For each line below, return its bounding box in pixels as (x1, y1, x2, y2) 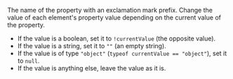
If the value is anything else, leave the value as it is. (17, 64, 166, 72)
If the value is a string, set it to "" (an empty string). (17, 42, 166, 50)
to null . (17, 57, 40, 65)
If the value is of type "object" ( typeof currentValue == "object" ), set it (17, 49, 227, 57)
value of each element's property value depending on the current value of (7, 13, 221, 22)
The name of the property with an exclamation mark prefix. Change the (7, 6, 213, 14)
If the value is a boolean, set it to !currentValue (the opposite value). (17, 34, 216, 43)
